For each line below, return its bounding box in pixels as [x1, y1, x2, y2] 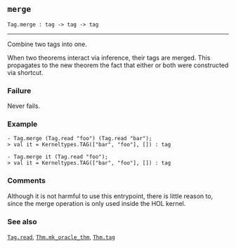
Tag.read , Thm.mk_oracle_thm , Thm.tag [7, 233, 116, 241]
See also [7, 216, 37, 226]
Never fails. [7, 102, 41, 110]
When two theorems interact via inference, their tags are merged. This [7, 53, 211, 62]
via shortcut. [7, 68, 44, 76]
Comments [7, 176, 46, 186]
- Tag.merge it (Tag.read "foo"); [7, 153, 109, 160]
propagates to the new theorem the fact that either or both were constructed [7, 61, 229, 69]
